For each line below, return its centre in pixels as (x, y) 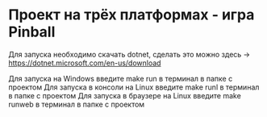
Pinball (32, 32)
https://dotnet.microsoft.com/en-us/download (85, 63)
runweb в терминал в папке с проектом (77, 104)
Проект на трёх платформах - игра (131, 15)
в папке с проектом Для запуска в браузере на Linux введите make (125, 95)
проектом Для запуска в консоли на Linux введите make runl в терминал (134, 87)
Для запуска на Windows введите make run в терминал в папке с (121, 78)
